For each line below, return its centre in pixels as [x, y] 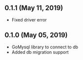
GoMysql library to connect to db [45, 47]
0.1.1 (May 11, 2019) [34, 8]
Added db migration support [40, 52]
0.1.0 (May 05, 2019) [36, 35]
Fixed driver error [29, 20]
